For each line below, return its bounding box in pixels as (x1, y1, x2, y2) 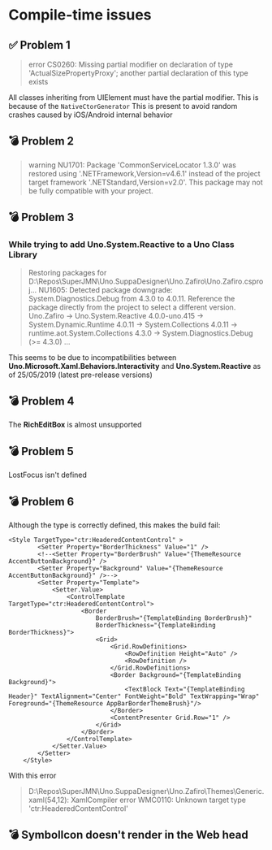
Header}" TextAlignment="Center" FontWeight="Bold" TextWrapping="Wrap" (8, 692, 260, 700)
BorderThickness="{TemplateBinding (95, 621, 217, 629)
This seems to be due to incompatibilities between (8, 352, 177, 362)
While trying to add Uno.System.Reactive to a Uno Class (8, 239, 235, 250)
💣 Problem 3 (8, 210, 75, 224)
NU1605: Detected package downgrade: (38, 284, 173, 294)
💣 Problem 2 (8, 134, 75, 148)
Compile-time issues (8, 6, 152, 24)
